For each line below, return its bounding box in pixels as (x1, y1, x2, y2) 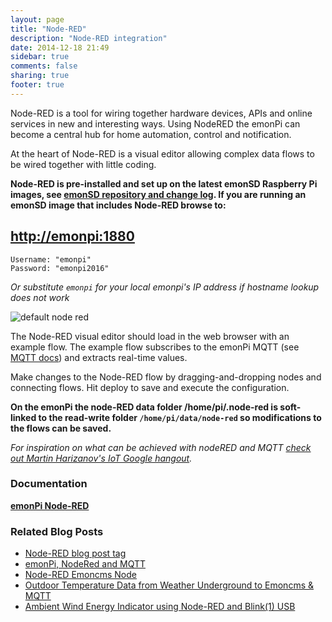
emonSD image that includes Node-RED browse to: (10, 199, 227, 211)
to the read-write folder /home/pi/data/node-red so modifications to (38, 411, 322, 423)
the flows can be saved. (10, 422, 112, 434)
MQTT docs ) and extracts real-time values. (10, 351, 188, 363)
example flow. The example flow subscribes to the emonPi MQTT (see (10, 341, 300, 353)
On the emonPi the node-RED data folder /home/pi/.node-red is (10, 401, 278, 413)
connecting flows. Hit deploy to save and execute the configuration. (10, 381, 290, 393)
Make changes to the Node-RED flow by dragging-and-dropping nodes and (10, 371, 322, 383)
